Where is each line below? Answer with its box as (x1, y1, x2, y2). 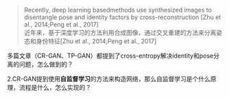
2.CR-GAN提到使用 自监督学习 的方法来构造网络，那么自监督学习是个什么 (7, 75, 210, 83)
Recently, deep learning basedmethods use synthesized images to (23, 6, 213, 14)
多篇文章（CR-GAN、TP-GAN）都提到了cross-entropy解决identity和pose (7, 51, 214, 60)
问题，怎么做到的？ (19, 60, 73, 68)
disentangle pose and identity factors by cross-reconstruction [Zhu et (23, 13, 221, 21)
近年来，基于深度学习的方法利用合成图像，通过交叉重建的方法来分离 (23, 29, 217, 36)
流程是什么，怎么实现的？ (19, 84, 91, 91)
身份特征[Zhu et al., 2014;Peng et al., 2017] (36, 37, 157, 45)
